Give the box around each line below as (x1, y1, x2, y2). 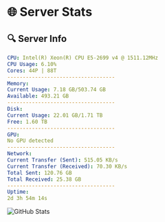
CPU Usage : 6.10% (7, 60, 57, 67)
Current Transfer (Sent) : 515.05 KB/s (7, 157, 118, 164)
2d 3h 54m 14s (7, 195, 48, 202)
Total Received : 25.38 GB (7, 176, 81, 183)
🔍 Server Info (7, 32, 67, 45)
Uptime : (7, 188, 30, 196)
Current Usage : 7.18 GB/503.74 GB (7, 87, 107, 93)
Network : (7, 151, 32, 157)
